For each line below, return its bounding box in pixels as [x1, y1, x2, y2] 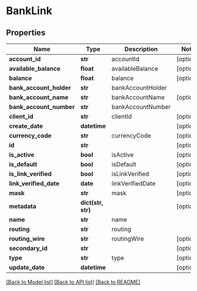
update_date [9, 263, 45, 272]
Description [124, 45, 158, 53]
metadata [9, 202, 36, 210]
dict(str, [80, 199, 104, 207]
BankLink [6, 4, 53, 18]
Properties [6, 28, 46, 38]
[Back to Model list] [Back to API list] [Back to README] [6, 279, 141, 285]
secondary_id [9, 244, 48, 252]
